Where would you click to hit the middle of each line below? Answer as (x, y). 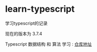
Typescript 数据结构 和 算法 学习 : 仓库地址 (48, 44)
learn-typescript (40, 9)
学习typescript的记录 (26, 23)
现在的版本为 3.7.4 (24, 33)
